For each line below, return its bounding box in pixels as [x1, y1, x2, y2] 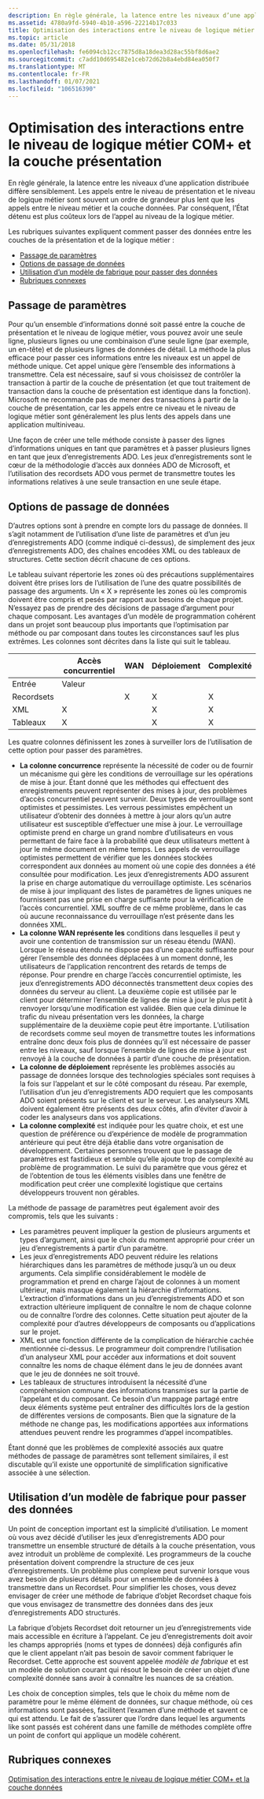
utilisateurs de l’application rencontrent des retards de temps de [19, 961, 227, 971]
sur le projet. [19, 1327, 61, 1336]
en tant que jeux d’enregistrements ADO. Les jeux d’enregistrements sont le [8, 452, 252, 462]
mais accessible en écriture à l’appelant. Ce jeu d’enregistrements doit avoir [8, 1631, 253, 1641]
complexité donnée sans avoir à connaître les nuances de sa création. [8, 1673, 234, 1682]
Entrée [12, 678, 37, 689]
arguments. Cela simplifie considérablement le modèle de [19, 1268, 207, 1277]
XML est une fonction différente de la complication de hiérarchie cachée [19, 1335, 254, 1344]
